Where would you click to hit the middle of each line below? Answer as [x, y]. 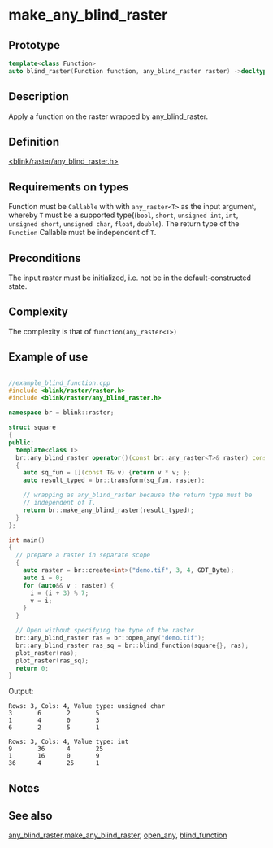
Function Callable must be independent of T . [82, 233]
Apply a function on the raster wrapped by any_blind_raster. [108, 116]
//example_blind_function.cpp [60, 383]
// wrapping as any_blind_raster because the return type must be [138, 495]
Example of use [48, 357]
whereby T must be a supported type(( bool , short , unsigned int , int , [123, 215]
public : [22, 442]
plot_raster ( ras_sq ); [52, 661]
